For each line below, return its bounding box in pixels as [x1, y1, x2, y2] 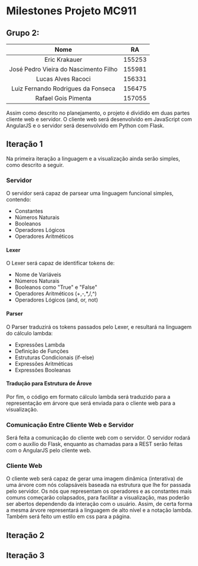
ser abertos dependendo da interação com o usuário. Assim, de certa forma [6, 501, 193, 508]
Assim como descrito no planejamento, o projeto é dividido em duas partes [6, 109, 190, 117]
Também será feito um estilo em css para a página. [6, 513, 131, 520]
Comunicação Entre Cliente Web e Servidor [6, 420, 134, 429]
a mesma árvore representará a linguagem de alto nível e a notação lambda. [6, 507, 193, 514]
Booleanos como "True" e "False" [14, 284, 98, 291]
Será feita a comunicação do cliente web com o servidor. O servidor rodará [6, 434, 190, 441]
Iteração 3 [6, 551, 45, 561]
